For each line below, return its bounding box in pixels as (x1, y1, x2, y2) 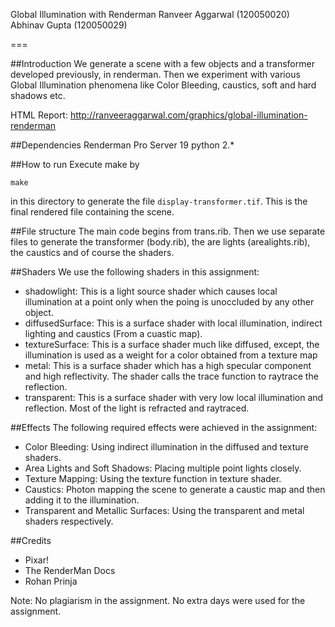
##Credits (10, 535, 52, 546)
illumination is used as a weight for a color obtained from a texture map (24, 349, 318, 361)
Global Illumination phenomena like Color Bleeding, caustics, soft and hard (10, 79, 317, 91)
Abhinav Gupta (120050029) (10, 19, 128, 31)
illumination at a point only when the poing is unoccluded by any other (24, 296, 315, 308)
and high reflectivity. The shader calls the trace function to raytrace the (24, 370, 319, 382)
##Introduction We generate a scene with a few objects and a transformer (10, 58, 315, 69)
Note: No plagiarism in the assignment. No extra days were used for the (10, 595, 306, 606)
